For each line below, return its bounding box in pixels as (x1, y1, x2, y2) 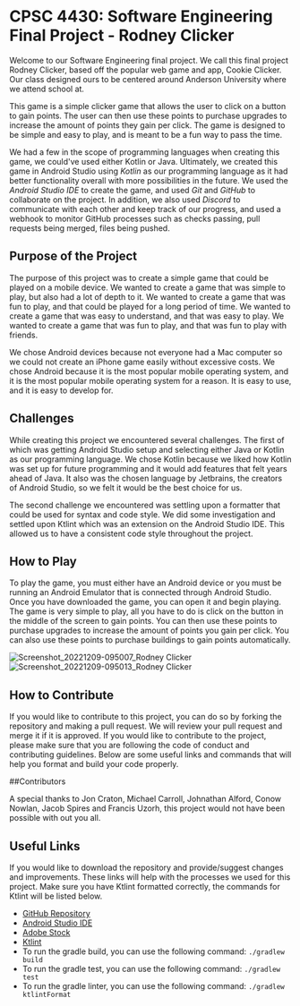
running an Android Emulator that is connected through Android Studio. (9, 587, 272, 598)
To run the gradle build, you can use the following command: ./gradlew (21, 946, 285, 957)
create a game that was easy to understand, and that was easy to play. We (9, 311, 285, 321)
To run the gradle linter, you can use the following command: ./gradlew (21, 981, 285, 991)
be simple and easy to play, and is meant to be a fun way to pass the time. (9, 129, 283, 140)
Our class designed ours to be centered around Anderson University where (9, 73, 287, 84)
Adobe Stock (21, 927, 71, 937)
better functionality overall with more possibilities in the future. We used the (9, 175, 288, 185)
